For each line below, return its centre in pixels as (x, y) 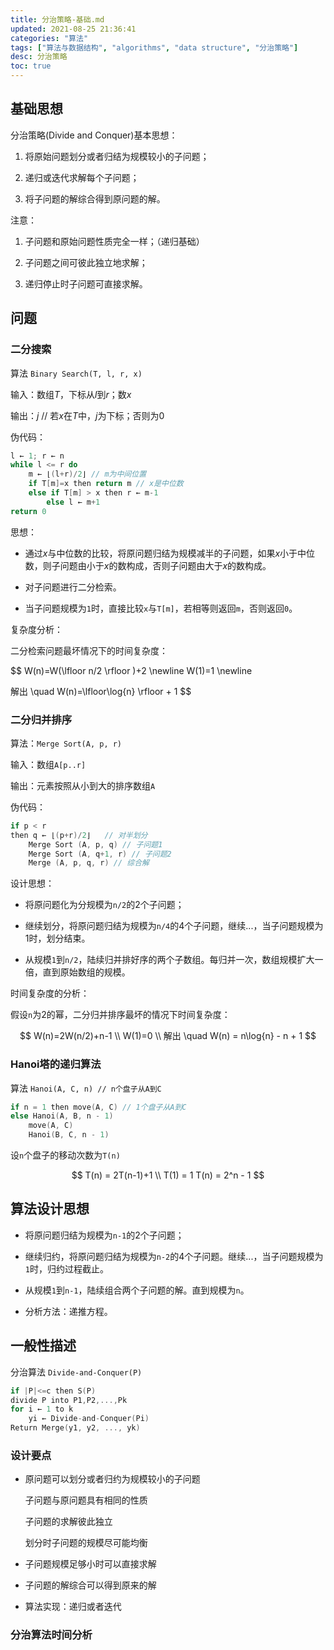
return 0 (28, 511)
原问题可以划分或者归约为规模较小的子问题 (112, 1479)
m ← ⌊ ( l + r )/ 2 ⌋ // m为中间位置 (87, 474)
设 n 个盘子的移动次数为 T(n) (65, 1155)
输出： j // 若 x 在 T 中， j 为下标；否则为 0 (87, 415)
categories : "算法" (49, 38)
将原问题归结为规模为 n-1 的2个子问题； (104, 1235)
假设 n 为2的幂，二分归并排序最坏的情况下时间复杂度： (120, 1015)
